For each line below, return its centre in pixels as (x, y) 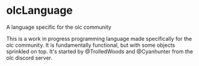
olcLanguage (40, 10)
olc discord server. (29, 58)
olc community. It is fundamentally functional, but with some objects (91, 45)
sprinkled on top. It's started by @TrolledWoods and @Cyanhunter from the (100, 51)
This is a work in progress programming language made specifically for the (99, 38)
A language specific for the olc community (59, 27)
